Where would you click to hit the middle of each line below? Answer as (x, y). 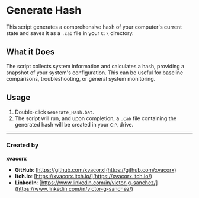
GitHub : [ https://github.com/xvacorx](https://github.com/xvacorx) (95, 169)
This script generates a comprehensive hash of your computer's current (94, 27)
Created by (23, 145)
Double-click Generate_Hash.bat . (54, 112)
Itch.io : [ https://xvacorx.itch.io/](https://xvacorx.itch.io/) (84, 176)
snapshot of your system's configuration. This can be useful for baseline (95, 73)
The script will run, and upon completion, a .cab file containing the (95, 118)
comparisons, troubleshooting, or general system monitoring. (81, 78)
